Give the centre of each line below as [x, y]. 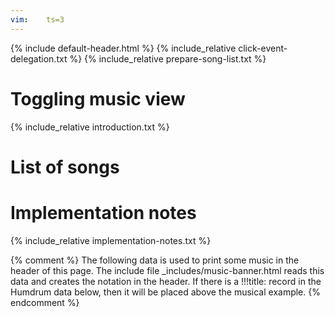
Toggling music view [98, 98]
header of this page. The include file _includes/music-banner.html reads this [167, 270]
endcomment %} [45, 302]
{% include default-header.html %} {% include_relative [123, 48]
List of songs [65, 167]
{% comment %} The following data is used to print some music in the [155, 260]
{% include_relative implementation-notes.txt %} [111, 240]
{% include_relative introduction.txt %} [90, 127]
